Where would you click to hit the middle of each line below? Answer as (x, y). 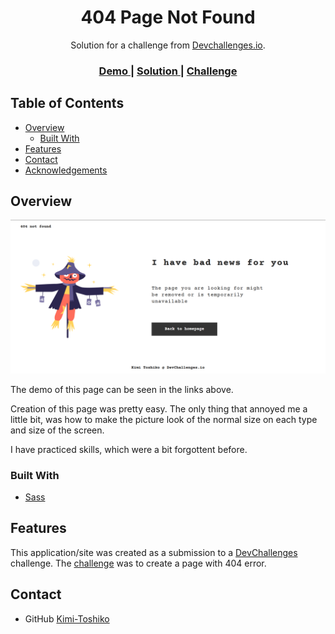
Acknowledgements (66, 170)
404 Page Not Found (168, 17)
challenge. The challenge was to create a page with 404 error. (138, 563)
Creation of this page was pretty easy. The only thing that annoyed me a (159, 408)
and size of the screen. (57, 430)
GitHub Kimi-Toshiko (67, 618)
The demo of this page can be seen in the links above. (122, 389)
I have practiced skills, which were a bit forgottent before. (129, 449)
